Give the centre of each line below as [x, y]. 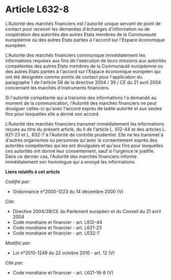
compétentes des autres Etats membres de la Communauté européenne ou [84, 66]
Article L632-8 [37, 9]
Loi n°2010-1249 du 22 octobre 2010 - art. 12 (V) [64, 253]
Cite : [10, 201]
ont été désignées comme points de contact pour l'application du [74, 77]
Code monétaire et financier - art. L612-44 [57, 222]
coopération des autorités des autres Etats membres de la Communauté [81, 34]
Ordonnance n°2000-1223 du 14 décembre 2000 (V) [68, 191]
